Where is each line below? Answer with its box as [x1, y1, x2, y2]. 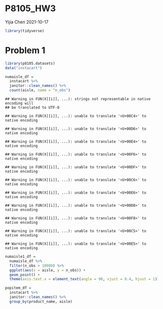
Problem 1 [5, 45, 46, 56]
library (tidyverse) [5, 28, 45, 33]
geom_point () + [9, 272, 40, 277]
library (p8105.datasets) [5, 61, 55, 66]
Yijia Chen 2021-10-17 [5, 19, 49, 25]
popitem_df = [5, 286, 32, 291]
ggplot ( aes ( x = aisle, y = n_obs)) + [9, 268, 86, 273]
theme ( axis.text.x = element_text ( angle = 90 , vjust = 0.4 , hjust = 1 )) [9, 277, 160, 282]
